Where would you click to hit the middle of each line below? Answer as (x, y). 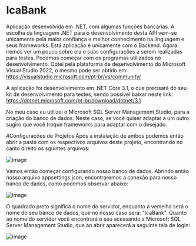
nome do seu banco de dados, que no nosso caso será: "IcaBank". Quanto (97, 212)
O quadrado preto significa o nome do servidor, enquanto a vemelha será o (97, 206)
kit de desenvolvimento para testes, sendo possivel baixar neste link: (90, 94)
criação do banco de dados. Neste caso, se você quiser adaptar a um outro (98, 118)
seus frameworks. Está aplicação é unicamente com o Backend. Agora (92, 45)
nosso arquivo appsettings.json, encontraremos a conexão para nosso (92, 177)
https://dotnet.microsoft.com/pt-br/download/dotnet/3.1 (74, 100)
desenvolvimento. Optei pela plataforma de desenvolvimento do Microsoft (96, 64)
